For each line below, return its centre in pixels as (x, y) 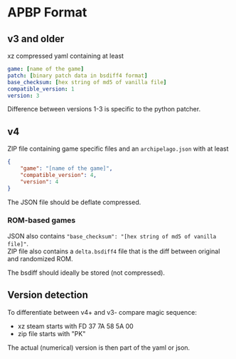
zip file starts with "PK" (52, 333)
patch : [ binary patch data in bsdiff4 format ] (77, 76)
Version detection (48, 295)
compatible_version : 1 (41, 89)
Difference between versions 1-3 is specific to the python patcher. (104, 109)
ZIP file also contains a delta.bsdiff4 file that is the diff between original (114, 251)
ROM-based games (42, 221)
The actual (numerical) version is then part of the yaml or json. (99, 348)
